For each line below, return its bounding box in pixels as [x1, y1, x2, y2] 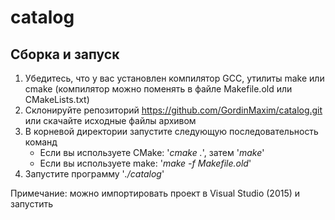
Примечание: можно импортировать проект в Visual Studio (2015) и [10, 187, 301, 199]
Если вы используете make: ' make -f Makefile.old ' [39, 157, 252, 169]
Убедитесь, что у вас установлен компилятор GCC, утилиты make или [24, 72, 325, 84]
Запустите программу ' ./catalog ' [24, 168, 165, 180]
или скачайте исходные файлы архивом [24, 115, 197, 126]
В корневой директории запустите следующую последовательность [24, 126, 319, 137]
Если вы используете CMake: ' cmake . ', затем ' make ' [39, 147, 265, 158]
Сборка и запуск [10, 46, 120, 63]
